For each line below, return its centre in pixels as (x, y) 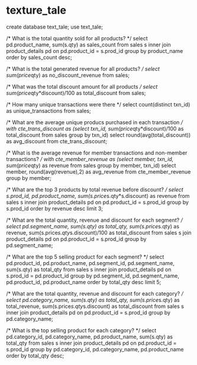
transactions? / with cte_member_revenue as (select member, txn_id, (90, 159)
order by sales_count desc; (39, 57)
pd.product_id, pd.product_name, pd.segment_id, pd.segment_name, (90, 263)
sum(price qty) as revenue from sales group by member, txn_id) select (91, 165)
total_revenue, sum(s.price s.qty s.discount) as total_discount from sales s (95, 306)
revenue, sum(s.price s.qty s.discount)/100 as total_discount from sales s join (99, 232)
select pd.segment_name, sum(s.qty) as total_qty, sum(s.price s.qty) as (93, 226)
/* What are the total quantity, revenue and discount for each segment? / (95, 220)
